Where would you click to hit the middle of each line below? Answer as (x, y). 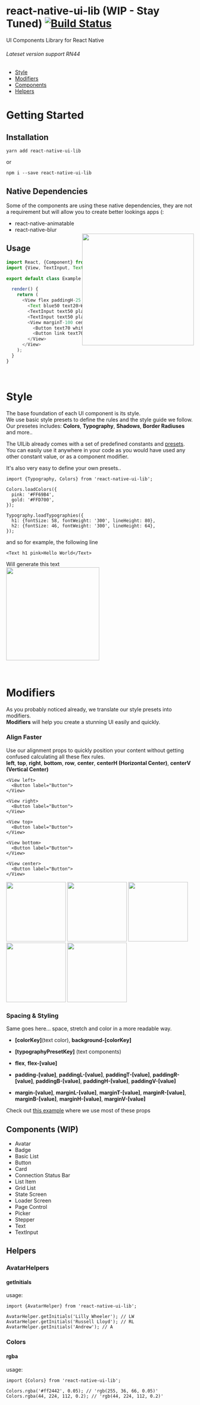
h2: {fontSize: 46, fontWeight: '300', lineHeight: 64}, (84, 526)
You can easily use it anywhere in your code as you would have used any (96, 450)
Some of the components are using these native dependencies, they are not (99, 205)
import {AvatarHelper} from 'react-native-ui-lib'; (71, 1306)
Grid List (25, 1188)
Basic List (26, 1156)
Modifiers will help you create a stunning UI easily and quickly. (83, 722)
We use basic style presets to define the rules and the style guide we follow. (99, 419)
